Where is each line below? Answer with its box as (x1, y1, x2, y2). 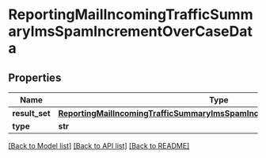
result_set (12, 108, 51, 118)
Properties (8, 71, 62, 84)
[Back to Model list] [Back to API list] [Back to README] (8, 141, 190, 150)
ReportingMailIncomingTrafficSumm (8, 6, 253, 24)
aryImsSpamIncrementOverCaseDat (8, 22, 253, 40)
